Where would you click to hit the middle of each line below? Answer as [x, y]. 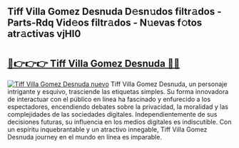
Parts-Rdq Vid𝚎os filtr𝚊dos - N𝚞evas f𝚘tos [105, 23]
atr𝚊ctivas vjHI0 [44, 34]
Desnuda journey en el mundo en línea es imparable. [85, 137]
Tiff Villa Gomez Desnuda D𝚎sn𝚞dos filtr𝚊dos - [115, 12]
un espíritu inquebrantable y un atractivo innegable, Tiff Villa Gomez [107, 129]
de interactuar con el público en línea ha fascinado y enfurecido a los [109, 99]
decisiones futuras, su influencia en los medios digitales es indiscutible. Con [119, 122]
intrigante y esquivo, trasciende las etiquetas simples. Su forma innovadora [118, 91]
